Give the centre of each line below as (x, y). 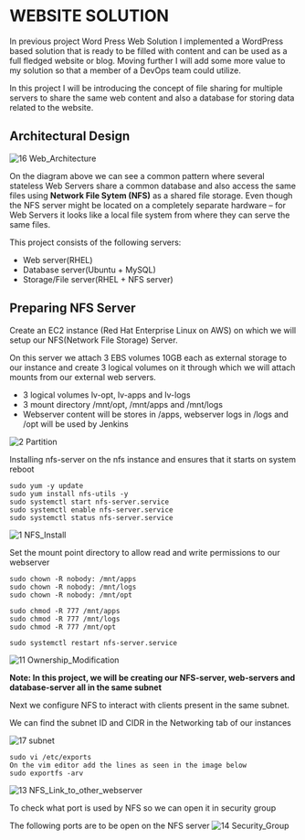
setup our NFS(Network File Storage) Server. (94, 340)
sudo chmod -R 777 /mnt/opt (63, 627)
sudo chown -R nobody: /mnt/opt (71, 595)
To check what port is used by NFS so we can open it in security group (143, 808)
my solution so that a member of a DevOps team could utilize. (126, 70)
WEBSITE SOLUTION (89, 16)
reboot (22, 469)
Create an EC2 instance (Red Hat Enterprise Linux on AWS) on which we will (153, 330)
